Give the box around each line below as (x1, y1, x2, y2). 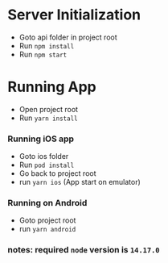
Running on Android (7, 198, 88, 209)
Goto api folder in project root (18, 32, 117, 42)
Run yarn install (18, 113, 78, 123)
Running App (7, 78, 97, 96)
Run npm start (18, 49, 68, 59)
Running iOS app (7, 133, 74, 144)
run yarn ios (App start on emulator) (18, 177, 141, 187)
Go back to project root (18, 169, 97, 178)
